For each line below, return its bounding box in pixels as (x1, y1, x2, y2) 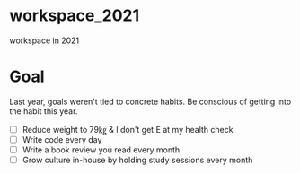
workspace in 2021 (9, 35, 80, 46)
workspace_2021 (9, 5, 140, 26)
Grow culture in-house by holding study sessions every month (22, 154, 253, 166)
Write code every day (22, 134, 102, 144)
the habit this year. (9, 105, 78, 117)
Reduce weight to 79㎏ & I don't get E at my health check (22, 124, 234, 135)
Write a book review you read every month (22, 144, 181, 155)
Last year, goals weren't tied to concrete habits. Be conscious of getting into (9, 96, 292, 107)
